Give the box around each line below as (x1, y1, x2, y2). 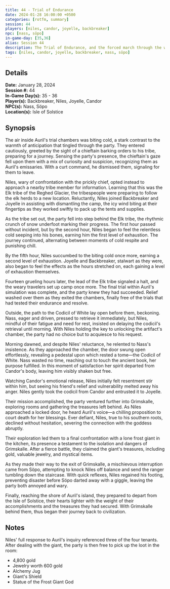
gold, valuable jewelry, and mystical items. (5, 451, 94, 457)
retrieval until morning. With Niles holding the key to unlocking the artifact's (5, 326, 162, 332)
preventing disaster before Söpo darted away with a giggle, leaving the (5, 477, 153, 484)
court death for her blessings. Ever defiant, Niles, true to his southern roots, (5, 415, 163, 421)
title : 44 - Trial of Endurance (5, 7, 73, 13)
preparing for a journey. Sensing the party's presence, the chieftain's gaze (5, 153, 161, 160)
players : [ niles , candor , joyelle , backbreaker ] (5, 26, 110, 31)
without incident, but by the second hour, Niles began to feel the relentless (5, 226, 161, 233)
